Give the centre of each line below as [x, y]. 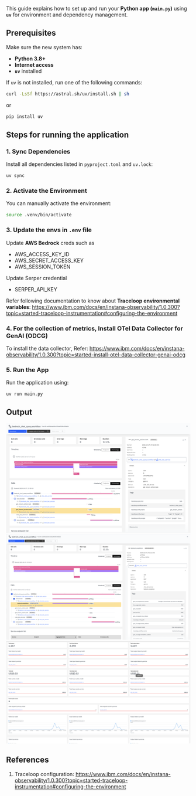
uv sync [16, 176]
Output [19, 412]
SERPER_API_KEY [36, 289]
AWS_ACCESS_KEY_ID [42, 254]
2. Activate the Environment [47, 191]
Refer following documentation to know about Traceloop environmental [93, 301]
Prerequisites [31, 33]
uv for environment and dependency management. [67, 15]
